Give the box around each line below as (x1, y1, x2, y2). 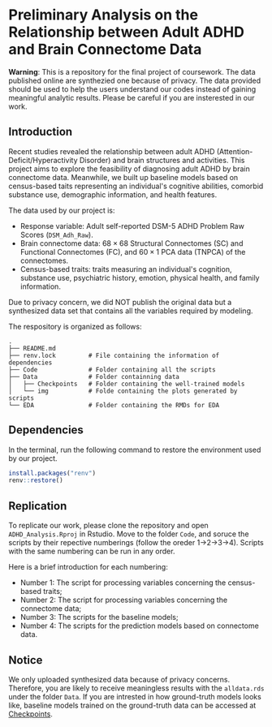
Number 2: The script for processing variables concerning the (19, 595, 228, 605)
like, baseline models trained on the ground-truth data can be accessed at (8, 700, 257, 710)
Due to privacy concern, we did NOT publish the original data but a (8, 297, 232, 307)
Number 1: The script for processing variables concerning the (19, 578, 227, 587)
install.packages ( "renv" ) (8, 469, 96, 477)
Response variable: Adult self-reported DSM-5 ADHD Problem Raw (19, 221, 245, 230)
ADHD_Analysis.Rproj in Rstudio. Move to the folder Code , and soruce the (8, 529, 249, 539)
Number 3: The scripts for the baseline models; (19, 613, 179, 622)
